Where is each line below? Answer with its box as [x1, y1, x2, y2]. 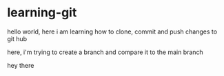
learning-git [7, 5, 77, 21]
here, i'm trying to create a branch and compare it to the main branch [7, 48, 203, 56]
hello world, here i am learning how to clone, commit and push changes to [7, 27, 218, 36]
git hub [7, 34, 28, 42]
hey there [7, 61, 34, 69]
